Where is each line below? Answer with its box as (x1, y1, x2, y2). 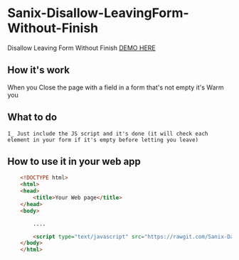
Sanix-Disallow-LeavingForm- (7, 5, 190, 21)
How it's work (7, 64, 70, 76)
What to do (7, 112, 58, 124)
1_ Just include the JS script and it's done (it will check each (7, 130, 208, 137)
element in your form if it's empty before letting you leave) (7, 136, 199, 143)
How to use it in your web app (7, 155, 141, 168)
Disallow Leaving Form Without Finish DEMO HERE (7, 43, 156, 52)
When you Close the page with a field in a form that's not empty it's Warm (7, 83, 224, 92)
